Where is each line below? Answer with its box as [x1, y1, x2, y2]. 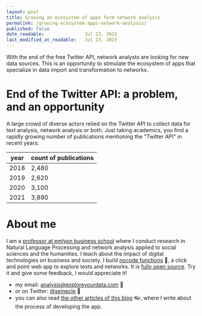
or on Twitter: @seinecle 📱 [14, 287, 81, 294]
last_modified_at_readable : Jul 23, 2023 [6, 37, 118, 43]
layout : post [6, 8, 39, 15]
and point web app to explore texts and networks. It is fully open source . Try [6, 263, 196, 270]
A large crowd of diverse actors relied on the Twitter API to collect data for [6, 120, 191, 127]
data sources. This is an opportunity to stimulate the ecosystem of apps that [6, 60, 196, 67]
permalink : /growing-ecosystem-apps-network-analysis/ [6, 20, 147, 26]
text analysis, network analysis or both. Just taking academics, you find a [6, 126, 189, 133]
